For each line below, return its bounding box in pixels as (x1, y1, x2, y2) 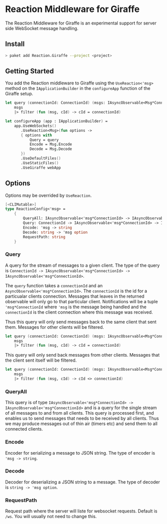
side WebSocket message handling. (5, 25, 79, 31)
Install (5, 40, 25, 48)
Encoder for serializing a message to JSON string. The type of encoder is (5, 450, 156, 456)
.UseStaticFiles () (20, 160, 59, 165)
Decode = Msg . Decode (29, 146, 72, 152)
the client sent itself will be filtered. (5, 357, 77, 363)
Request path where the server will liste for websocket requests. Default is (5, 508, 158, 514)
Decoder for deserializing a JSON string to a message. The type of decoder (5, 479, 160, 485)
